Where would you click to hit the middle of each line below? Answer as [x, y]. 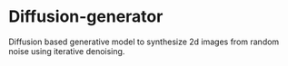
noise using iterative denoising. [67, 51]
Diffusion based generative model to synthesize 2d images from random [144, 42]
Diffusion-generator [86, 17]
